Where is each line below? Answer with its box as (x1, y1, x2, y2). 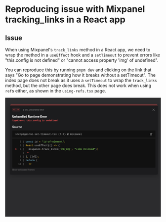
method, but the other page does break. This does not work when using (5, 83, 152, 89)
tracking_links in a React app (5, 14, 126, 25)
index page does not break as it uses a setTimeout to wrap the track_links (5, 78, 157, 83)
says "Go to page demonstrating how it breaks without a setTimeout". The (5, 72, 156, 78)
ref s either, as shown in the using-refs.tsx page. (5, 88, 106, 93)
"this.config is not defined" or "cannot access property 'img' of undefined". (5, 57, 159, 63)
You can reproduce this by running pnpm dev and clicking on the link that (5, 67, 152, 73)
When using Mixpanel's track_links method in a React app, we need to (5, 47, 151, 52)
